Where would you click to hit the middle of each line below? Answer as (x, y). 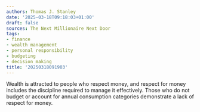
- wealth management (32, 45)
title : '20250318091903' (37, 67)
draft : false (22, 23)
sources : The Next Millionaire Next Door (59, 28)
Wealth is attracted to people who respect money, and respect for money (96, 84)
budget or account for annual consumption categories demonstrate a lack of (100, 97)
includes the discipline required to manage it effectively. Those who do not (98, 91)
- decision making (29, 61)
